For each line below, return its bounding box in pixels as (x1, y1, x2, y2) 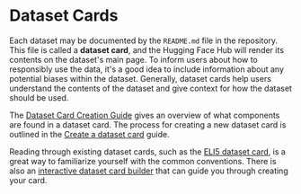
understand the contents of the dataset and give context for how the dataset (9, 83, 292, 93)
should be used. (9, 92, 69, 103)
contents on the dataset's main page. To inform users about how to (9, 54, 258, 65)
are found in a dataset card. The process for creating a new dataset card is (9, 119, 287, 130)
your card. (9, 174, 48, 185)
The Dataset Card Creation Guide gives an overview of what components (9, 110, 280, 120)
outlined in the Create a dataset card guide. (9, 128, 170, 139)
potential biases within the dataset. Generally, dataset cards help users (9, 73, 272, 84)
